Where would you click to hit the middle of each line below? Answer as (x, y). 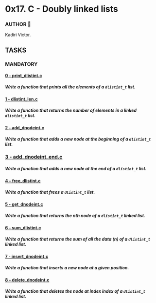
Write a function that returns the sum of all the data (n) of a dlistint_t (78, 239)
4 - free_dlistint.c (23, 181)
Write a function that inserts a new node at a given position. (67, 267)
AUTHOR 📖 (18, 24)
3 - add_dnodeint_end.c (34, 157)
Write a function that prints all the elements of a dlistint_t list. (70, 87)
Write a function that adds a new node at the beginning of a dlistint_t (78, 139)
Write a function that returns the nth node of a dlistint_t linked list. (75, 215)
